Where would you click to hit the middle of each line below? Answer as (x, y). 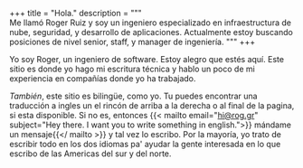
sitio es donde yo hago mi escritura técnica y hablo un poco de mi (132, 69)
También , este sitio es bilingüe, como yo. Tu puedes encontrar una (133, 96)
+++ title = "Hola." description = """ (76, 13)
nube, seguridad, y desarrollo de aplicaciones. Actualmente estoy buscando (151, 32)
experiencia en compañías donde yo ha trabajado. (103, 79)
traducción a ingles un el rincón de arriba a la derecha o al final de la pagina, (152, 106)
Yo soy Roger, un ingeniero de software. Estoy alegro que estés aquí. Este (147, 59)
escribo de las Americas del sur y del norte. (90, 154)
